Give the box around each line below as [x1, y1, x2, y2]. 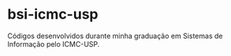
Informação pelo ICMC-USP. [7, 39, 100, 48]
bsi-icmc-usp [7, 5, 99, 23]
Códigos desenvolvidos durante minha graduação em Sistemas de [7, 31, 223, 40]
